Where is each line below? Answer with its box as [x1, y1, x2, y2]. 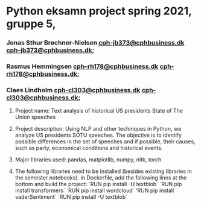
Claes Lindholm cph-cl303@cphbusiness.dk [6, 86, 141, 94]
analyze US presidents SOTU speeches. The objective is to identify [14, 131, 182, 139]
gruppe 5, [6, 17, 56, 31]
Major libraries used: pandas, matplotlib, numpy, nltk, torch [14, 156, 162, 163]
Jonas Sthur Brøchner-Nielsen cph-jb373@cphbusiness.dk [6, 39, 185, 47]
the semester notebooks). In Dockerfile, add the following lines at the [14, 174, 187, 181]
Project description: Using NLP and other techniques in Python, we [14, 125, 182, 133]
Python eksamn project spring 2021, [6, 4, 192, 18]
